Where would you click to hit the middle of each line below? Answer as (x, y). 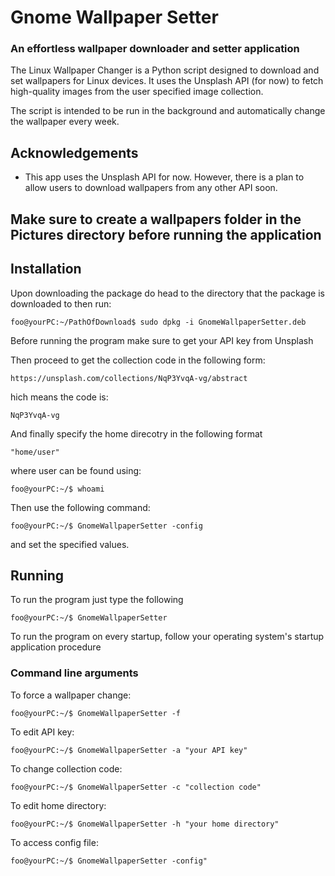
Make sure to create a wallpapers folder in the (156, 219)
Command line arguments (74, 673)
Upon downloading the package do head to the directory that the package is (167, 293)
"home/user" (35, 452)
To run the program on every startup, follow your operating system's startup (167, 637)
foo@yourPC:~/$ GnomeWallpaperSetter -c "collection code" (136, 787)
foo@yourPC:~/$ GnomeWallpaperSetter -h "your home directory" (145, 824)
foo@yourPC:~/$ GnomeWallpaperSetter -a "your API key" (129, 750)
